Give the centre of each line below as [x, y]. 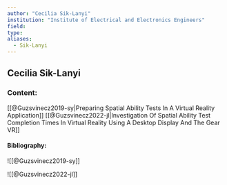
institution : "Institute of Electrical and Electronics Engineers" [106, 20]
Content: [22, 93]
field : [17, 26]
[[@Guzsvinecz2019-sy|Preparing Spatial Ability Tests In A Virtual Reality [111, 108]
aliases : [20, 39]
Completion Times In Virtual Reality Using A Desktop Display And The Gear [114, 122]
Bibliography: [27, 146]
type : [15, 33]
